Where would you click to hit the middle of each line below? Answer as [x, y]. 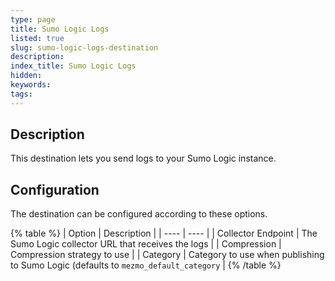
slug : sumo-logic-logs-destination [84, 47]
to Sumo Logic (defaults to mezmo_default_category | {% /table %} [146, 265]
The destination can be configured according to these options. [139, 214]
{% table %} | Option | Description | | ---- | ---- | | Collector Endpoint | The [164, 233]
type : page [33, 19]
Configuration [55, 189]
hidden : [26, 76]
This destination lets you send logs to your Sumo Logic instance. [143, 158]
